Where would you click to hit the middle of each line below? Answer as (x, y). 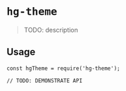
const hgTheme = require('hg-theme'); (63, 68)
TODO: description (51, 30)
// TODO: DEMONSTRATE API (44, 80)
